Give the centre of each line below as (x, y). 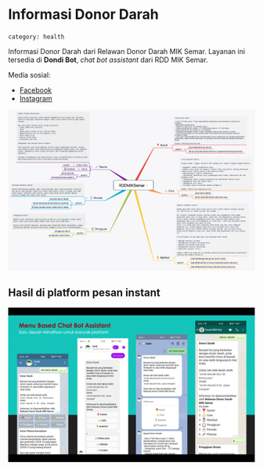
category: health (36, 37)
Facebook (36, 90)
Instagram (36, 98)
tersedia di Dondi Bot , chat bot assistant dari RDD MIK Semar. (108, 60)
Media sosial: (29, 75)
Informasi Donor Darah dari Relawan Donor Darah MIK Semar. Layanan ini (126, 51)
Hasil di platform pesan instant (84, 293)
